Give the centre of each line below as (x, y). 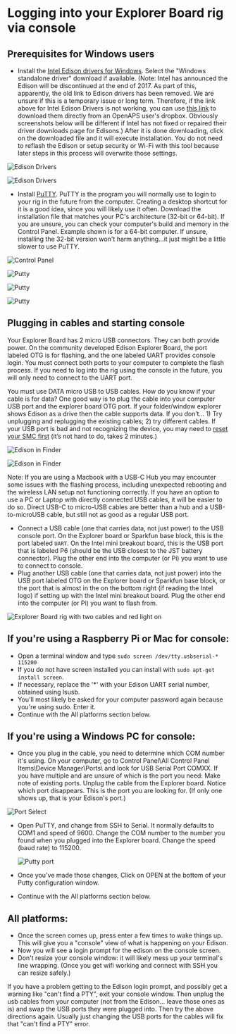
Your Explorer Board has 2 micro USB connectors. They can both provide (113, 340)
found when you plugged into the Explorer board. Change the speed (117, 840)
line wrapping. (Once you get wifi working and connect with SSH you (118, 966)
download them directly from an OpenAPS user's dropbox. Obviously (118, 116)
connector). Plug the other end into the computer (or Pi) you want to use (122, 558)
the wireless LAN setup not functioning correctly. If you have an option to (113, 492)
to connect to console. (50, 566)
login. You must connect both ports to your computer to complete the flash (116, 362)
